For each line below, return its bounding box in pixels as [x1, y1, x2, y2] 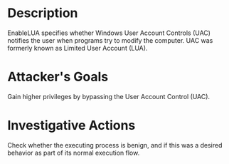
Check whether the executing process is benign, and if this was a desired [7, 140, 223, 149]
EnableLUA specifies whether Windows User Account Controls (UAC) [7, 29, 211, 37]
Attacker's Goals [7, 69, 109, 85]
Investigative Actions [7, 118, 136, 133]
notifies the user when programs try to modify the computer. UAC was [7, 36, 213, 44]
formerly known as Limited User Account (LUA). [7, 43, 148, 52]
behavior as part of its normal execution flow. [7, 148, 140, 157]
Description [7, 5, 78, 21]
